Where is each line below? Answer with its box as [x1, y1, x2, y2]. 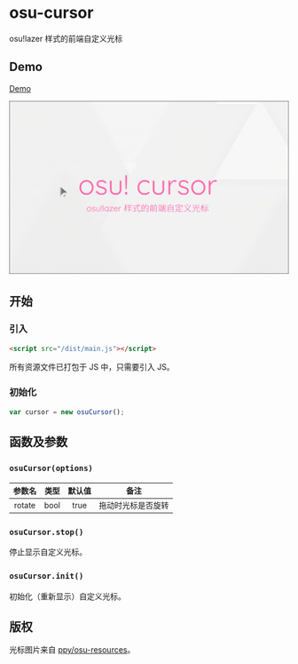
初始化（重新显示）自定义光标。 [9, 590, 126, 602]
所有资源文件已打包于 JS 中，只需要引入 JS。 [9, 361, 175, 372]
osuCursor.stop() [9, 527, 84, 537]
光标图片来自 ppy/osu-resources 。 [9, 644, 136, 655]
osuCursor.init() [9, 572, 84, 581]
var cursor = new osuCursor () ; [9, 408, 125, 417]
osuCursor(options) [9, 463, 93, 474]
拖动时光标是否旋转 [98, 500, 169, 511]
